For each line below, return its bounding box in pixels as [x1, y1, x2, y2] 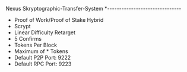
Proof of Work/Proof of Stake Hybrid [14, 17, 104, 23]
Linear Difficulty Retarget [14, 29, 75, 36]
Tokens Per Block [14, 41, 58, 48]
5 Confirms [14, 35, 42, 42]
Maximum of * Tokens [14, 48, 69, 55]
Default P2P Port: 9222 [14, 54, 71, 61]
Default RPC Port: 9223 [14, 60, 72, 67]
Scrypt [14, 23, 31, 30]
